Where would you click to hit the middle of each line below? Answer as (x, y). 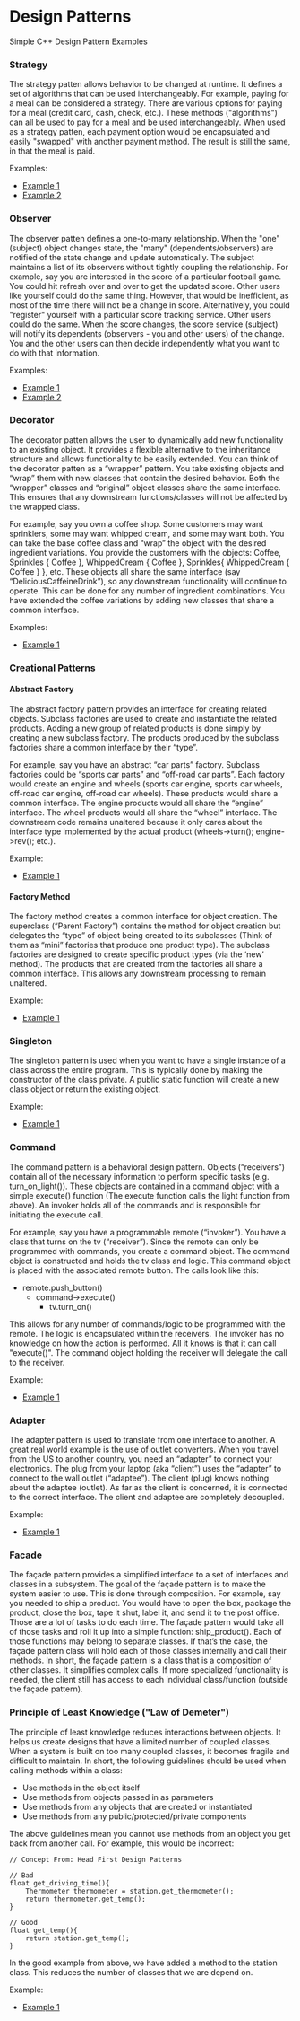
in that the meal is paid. (52, 151)
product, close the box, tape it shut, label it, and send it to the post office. (145, 1612)
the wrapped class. (45, 506)
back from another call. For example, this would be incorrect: (122, 1843)
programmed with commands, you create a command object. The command (150, 1251)
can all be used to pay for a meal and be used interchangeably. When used (147, 122)
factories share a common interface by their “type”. (104, 747)
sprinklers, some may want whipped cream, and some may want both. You (147, 533)
